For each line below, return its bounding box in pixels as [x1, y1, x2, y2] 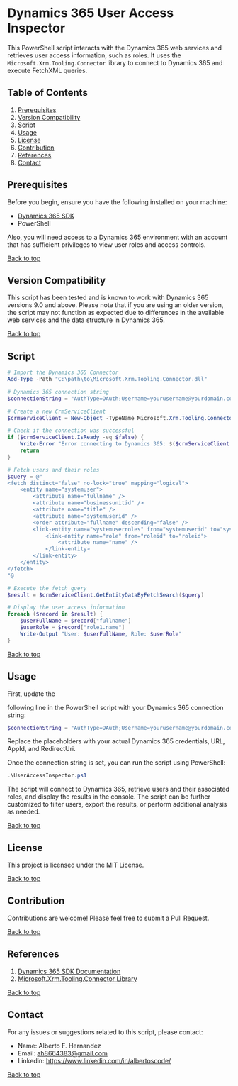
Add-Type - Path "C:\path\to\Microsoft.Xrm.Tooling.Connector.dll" [7, 376, 208, 383]
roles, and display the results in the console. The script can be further [7, 792, 211, 801]
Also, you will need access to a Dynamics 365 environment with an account [7, 233, 228, 241]
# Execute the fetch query [7, 584, 87, 592]
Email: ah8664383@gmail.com [17, 1048, 108, 1058]
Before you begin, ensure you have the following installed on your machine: [7, 197, 227, 206]
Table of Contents [7, 87, 89, 99]
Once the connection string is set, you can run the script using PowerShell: [7, 758, 226, 767]
